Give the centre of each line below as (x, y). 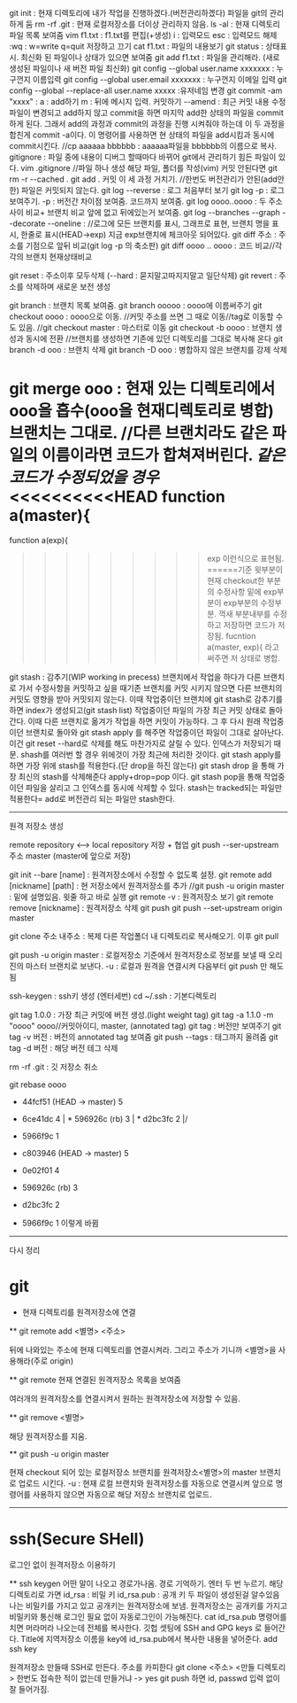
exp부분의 (241, 603)
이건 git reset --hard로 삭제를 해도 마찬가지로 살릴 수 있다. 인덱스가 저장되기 (141, 743)
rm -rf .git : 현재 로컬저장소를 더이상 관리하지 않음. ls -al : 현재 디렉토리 (157, 24)
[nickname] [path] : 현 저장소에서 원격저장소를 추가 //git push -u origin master (147, 885)
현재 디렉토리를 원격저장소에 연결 (79, 1312)
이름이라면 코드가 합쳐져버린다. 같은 (163, 455)
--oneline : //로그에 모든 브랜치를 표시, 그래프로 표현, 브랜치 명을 (159, 223)
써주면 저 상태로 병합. (244, 657)
